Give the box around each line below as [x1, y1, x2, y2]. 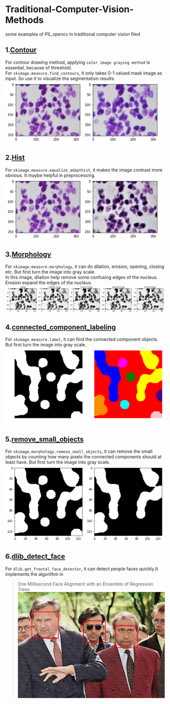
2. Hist [5, 153, 25, 162]
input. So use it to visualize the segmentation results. [5, 75, 115, 82]
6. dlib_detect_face [5, 552, 65, 561]
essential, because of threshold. [5, 64, 72, 70]
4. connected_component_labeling [5, 323, 116, 331]
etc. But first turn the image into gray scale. [5, 269, 96, 275]
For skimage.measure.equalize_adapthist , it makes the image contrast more [5, 167, 163, 173]
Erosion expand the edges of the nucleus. [5, 280, 93, 286]
